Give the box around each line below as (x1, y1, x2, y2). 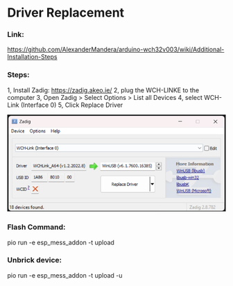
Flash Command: (7, 222, 66, 232)
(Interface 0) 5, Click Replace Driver (20, 101, 123, 109)
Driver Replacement (7, 5, 125, 21)
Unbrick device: (7, 255, 62, 265)
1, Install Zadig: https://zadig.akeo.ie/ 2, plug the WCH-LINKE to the (7, 85, 200, 94)
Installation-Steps (7, 53, 58, 61)
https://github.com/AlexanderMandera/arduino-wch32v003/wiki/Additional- (7, 45, 225, 53)
